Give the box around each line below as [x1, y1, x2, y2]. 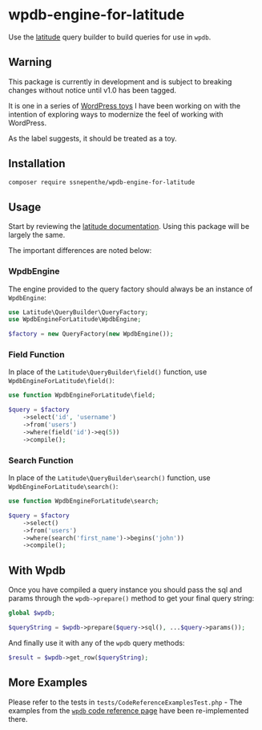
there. [8, 714, 28, 724]
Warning [8, 55, 52, 69]
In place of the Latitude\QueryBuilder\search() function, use [8, 473, 211, 483]
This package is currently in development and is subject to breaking [8, 76, 232, 86]
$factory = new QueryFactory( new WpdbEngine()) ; [8, 330, 174, 338]
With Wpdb [8, 564, 67, 577]
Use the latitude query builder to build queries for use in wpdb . [8, 32, 212, 42]
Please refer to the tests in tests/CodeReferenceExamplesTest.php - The [8, 697, 243, 707]
